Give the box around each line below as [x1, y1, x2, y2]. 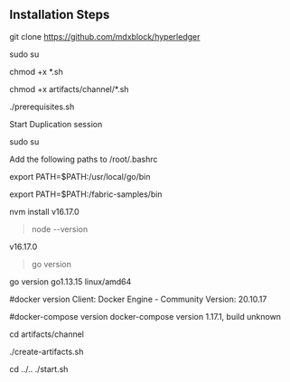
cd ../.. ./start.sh [9, 363, 69, 374]
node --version [31, 223, 89, 234]
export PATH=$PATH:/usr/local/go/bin [9, 171, 151, 182]
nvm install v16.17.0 [9, 206, 80, 217]
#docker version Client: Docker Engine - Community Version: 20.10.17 [9, 293, 267, 304]
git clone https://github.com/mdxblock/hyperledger [9, 31, 201, 42]
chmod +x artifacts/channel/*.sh [9, 83, 129, 94]
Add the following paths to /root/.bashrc [9, 154, 158, 164]
